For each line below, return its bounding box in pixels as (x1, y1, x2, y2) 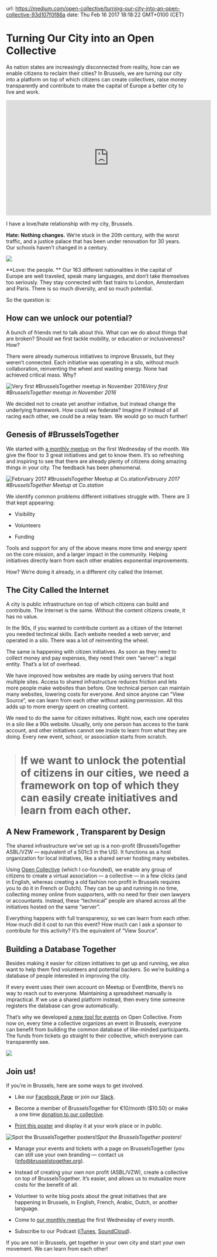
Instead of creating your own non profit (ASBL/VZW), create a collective (14, 1169, 188, 1176)
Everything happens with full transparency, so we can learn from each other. (6, 915, 191, 922)
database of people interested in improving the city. (6, 972, 130, 979)
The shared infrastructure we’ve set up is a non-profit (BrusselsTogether (6, 842, 181, 849)
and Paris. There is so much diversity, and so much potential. (6, 285, 153, 292)
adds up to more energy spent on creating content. (6, 703, 129, 711)
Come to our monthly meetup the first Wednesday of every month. (14, 1217, 175, 1223)
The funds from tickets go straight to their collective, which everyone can (6, 1032, 183, 1039)
